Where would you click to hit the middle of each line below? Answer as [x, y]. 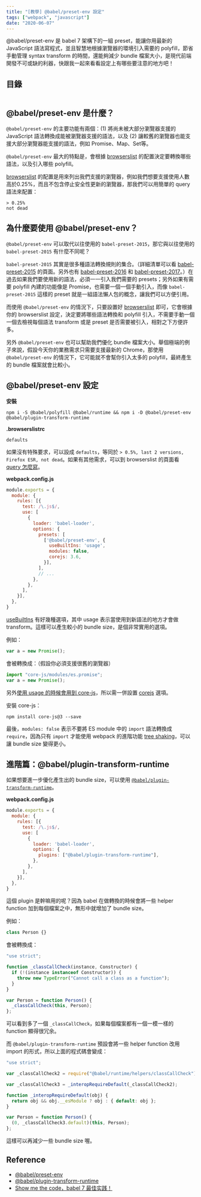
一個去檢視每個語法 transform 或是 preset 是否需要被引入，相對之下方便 [95, 321]
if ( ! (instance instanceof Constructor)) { [66, 973]
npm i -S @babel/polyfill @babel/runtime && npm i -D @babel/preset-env [99, 412]
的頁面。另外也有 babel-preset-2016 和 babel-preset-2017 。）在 [115, 272]
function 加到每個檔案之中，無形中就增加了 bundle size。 [77, 909]
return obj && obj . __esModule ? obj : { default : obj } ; [84, 1101]
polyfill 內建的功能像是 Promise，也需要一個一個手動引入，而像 [90, 287]
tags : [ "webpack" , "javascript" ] [48, 17]
